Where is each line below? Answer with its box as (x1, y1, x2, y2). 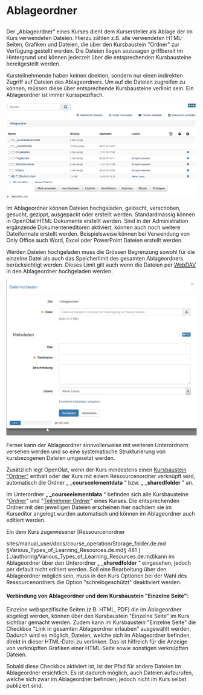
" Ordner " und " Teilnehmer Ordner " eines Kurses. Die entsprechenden (6, 497, 180, 504)
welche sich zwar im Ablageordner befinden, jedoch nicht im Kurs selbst (6, 675, 187, 682)
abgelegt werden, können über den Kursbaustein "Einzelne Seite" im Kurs (6, 612, 190, 619)
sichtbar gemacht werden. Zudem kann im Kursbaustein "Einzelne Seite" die (6, 619, 196, 626)
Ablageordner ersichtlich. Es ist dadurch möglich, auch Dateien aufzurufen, (6, 669, 193, 676)
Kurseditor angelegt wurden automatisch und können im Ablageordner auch (6, 510, 195, 517)
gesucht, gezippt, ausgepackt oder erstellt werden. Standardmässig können (6, 210, 195, 218)
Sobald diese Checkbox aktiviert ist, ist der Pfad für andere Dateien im (6, 662, 181, 670)
